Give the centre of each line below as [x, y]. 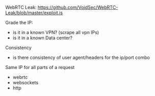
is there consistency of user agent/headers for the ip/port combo [81, 57]
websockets [25, 83]
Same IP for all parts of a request [40, 67]
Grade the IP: [19, 23]
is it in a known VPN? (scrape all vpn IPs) [56, 32]
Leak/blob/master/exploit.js [34, 13]
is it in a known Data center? [42, 38]
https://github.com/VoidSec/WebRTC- [78, 7]
